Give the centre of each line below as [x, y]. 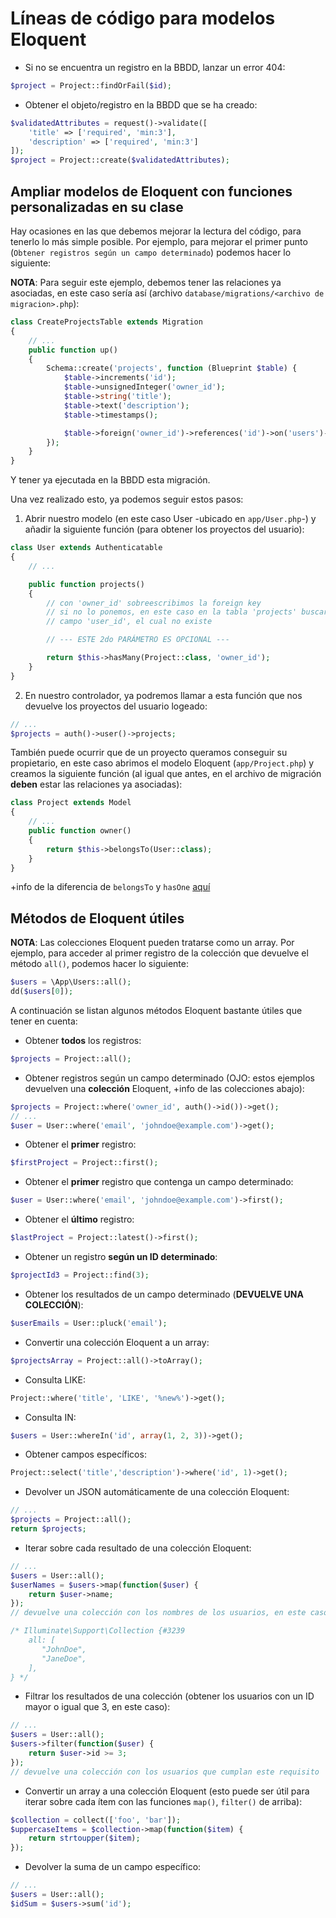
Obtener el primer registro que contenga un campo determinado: [159, 1182]
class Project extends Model [71, 803]
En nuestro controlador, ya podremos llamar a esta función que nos [163, 695]
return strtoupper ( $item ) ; [84, 1838]
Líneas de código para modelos [143, 18]
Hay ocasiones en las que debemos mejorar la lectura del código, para [156, 231]
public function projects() [86, 584]
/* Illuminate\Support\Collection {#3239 [98, 1631]
